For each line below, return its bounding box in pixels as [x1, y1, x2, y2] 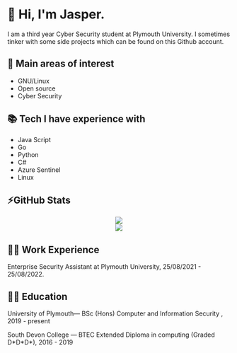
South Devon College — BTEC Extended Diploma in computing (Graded [7, 330, 216, 339]
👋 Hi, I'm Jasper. [7, 6, 105, 23]
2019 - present [7, 317, 51, 325]
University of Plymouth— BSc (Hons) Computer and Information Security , [7, 309, 224, 318]
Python [17, 150, 39, 158]
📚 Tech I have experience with [7, 113, 146, 125]
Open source [17, 84, 56, 93]
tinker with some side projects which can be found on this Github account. [7, 37, 224, 45]
